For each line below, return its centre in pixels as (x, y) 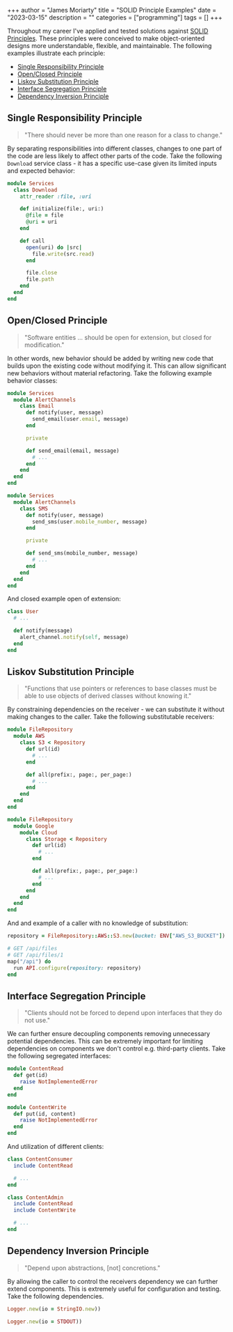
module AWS (29, 736)
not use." (37, 1021)
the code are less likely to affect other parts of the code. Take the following (115, 155)
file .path (40, 279)
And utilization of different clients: (56, 1146)
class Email (37, 406)
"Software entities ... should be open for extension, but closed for (118, 337)
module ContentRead (35, 1069)
